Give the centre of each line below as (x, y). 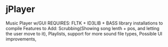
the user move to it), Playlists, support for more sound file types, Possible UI (84, 33)
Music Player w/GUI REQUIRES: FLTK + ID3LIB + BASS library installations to (84, 23)
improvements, (21, 39)
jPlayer (20, 9)
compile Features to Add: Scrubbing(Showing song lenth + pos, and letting (82, 28)
